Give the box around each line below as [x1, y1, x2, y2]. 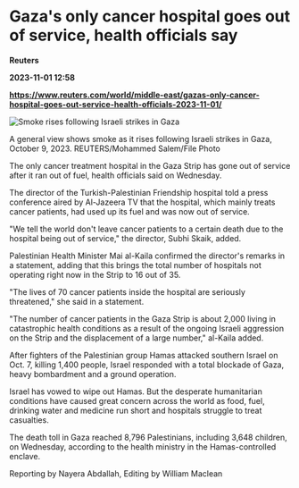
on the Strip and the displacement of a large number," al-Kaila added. [9, 332, 264, 343]
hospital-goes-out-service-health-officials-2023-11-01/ [9, 98, 222, 109]
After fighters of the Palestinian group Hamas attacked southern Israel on [9, 349, 278, 360]
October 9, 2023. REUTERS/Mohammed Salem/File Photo [9, 143, 221, 154]
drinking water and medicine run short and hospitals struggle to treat [9, 405, 262, 416]
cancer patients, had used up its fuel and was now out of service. [9, 206, 250, 216]
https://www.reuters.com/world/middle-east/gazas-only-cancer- [9, 89, 261, 100]
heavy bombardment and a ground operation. [9, 368, 177, 379]
